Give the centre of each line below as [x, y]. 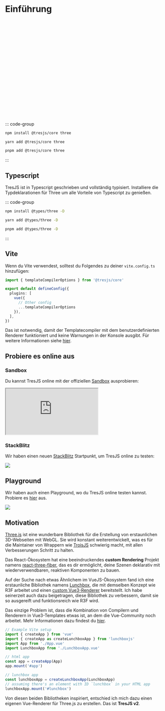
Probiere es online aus [40, 356]
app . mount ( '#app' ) [24, 666]
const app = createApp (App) [34, 662]
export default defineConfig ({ [37, 289]
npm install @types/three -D [35, 211]
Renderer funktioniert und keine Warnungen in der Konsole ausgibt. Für [77, 335]
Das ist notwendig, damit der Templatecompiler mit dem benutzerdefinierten [82, 330]
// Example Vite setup [28, 630]
